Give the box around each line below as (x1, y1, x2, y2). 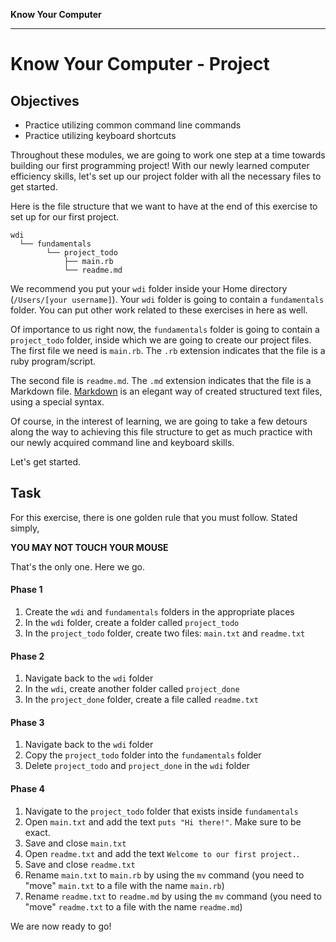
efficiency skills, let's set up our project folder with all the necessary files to (10, 170, 322, 182)
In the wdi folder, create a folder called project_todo (24, 617, 240, 629)
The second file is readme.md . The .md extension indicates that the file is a (10, 375, 312, 386)
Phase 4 (10, 783, 45, 795)
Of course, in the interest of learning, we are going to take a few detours (10, 415, 308, 427)
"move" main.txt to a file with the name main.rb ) (24, 879, 225, 891)
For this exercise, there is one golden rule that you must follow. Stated (10, 511, 298, 523)
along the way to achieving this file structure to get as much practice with (10, 426, 313, 438)
